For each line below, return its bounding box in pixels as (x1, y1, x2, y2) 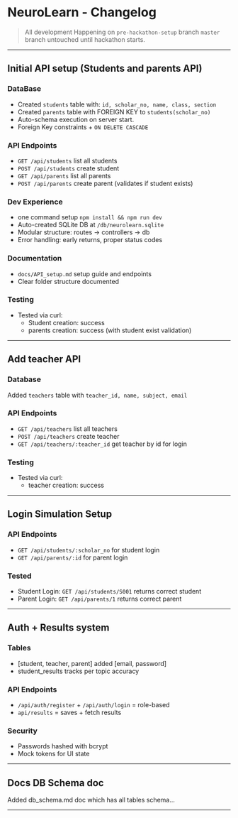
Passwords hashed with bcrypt (17, 742, 108, 751)
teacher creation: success (28, 481, 105, 490)
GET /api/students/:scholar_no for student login (17, 545, 160, 554)
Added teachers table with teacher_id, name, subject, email (7, 391, 188, 399)
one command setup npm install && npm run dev (17, 213, 163, 222)
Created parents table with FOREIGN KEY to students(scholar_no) (17, 107, 211, 116)
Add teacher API (7, 353, 81, 366)
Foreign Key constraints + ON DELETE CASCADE (17, 122, 149, 131)
